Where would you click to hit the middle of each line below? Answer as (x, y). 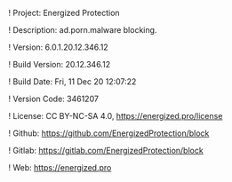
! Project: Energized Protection (64, 13)
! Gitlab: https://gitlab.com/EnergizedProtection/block (106, 150)
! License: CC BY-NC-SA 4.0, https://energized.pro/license (116, 116)
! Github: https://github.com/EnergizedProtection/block (109, 133)
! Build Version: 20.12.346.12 (60, 64)
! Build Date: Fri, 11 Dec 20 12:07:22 (72, 82)
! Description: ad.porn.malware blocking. (83, 30)
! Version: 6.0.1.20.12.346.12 (58, 47)
